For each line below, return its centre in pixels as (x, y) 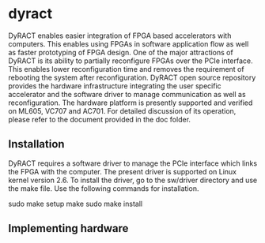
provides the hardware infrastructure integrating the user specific (115, 86)
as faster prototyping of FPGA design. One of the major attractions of (121, 52)
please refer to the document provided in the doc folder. (100, 119)
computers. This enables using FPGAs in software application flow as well (129, 43)
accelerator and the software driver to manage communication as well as (127, 94)
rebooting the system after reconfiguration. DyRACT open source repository (132, 77)
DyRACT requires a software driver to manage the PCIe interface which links (133, 163)
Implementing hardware (68, 228)
